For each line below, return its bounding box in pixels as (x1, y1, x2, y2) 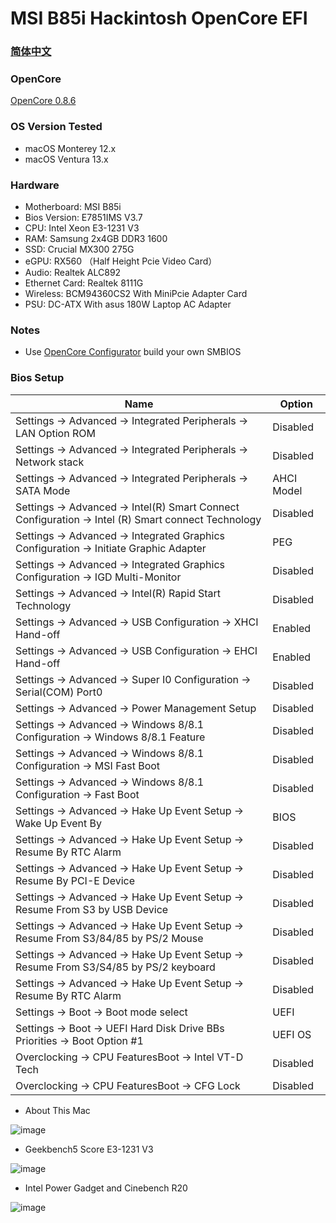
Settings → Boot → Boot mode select (15, 1005, 188, 1019)
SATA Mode (15, 483, 71, 497)
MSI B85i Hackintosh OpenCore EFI (10, 7, 308, 30)
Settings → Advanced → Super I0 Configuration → (15, 672, 252, 686)
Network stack (15, 455, 85, 469)
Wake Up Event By (15, 816, 103, 830)
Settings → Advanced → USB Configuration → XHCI (15, 615, 259, 629)
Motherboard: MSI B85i (24, 201, 122, 212)
